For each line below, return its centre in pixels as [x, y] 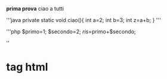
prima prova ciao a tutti [35, 9]
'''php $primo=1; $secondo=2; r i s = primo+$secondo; [71, 31]
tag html [27, 67]
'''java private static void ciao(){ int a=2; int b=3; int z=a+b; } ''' [83, 20]
